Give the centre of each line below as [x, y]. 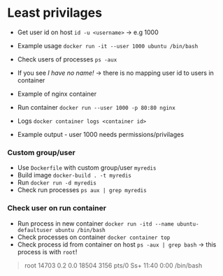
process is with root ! [47, 252]
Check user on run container [57, 208]
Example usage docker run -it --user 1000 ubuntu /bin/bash [108, 45]
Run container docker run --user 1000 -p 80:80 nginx [96, 107]
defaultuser [35, 230]
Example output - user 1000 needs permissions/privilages [100, 134]
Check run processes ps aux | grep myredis [82, 190]
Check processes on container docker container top [94, 237]
